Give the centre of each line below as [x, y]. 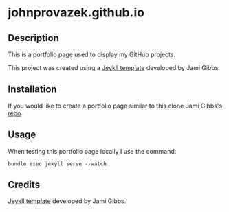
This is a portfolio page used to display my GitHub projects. [92, 54]
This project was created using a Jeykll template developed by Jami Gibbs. [114, 68]
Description [33, 38]
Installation [32, 90]
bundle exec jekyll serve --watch [57, 164]
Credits [24, 185]
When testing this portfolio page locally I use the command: [92, 151]
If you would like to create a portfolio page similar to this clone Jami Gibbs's [115, 106]
